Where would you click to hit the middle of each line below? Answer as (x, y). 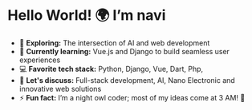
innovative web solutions (60, 88)
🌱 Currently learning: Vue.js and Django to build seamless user (124, 51)
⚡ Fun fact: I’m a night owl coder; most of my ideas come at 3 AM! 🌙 (132, 97)
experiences (40, 60)
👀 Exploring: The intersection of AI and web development (114, 43)
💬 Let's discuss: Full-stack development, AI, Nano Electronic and (127, 80)
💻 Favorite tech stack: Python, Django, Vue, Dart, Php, (111, 69)
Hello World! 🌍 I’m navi (87, 16)
